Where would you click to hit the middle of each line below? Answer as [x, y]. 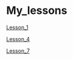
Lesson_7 [18, 51]
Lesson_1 [17, 27]
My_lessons [37, 11]
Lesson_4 [18, 39]
